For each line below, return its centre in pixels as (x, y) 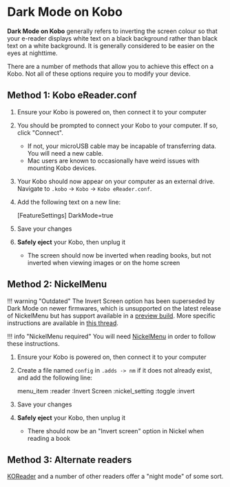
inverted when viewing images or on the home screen (104, 262)
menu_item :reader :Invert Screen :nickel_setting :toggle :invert (106, 391)
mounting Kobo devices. (62, 168)
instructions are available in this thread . (63, 323)
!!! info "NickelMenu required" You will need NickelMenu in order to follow (112, 336)
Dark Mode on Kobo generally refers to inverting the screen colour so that (113, 31)
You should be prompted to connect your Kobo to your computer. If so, (117, 125)
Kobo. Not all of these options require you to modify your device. (99, 74)
